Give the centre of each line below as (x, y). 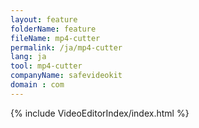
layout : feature (44, 19)
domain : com (37, 85)
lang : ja (28, 57)
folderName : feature (53, 29)
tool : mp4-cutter (46, 66)
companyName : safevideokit (66, 76)
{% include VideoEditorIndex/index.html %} (100, 113)
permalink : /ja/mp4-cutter (66, 47)
